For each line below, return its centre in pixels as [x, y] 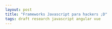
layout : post [19, 10]
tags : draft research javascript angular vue [53, 19]
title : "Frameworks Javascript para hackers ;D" [56, 14]
